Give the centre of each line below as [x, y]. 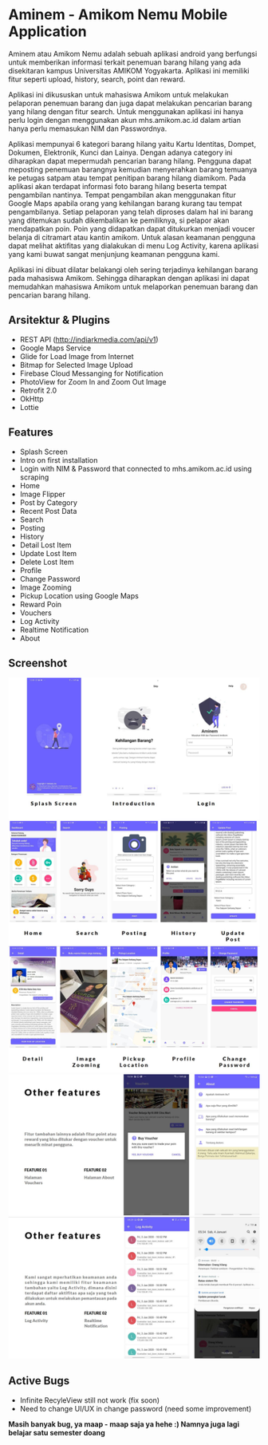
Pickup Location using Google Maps [79, 595]
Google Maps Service [55, 348]
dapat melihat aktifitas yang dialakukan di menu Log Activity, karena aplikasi [134, 246]
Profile [31, 570]
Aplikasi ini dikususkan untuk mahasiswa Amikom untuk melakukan [118, 94]
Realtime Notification [54, 630]
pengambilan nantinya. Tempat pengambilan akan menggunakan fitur [122, 195]
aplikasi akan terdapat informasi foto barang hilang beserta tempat [118, 186]
